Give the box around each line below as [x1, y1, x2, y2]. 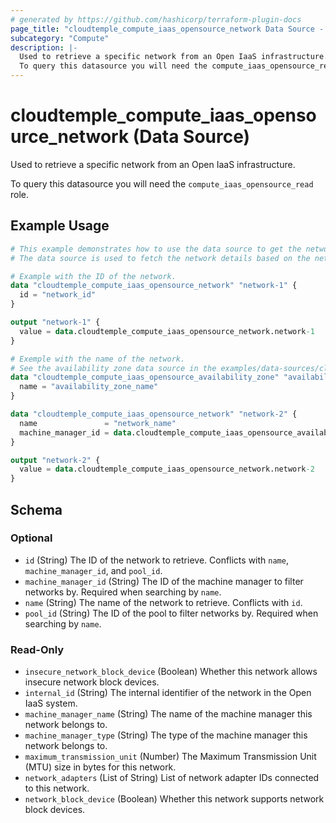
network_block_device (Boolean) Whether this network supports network [24, 793, 325, 805]
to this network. [24, 782, 90, 795]
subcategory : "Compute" [10, 33, 110, 43]
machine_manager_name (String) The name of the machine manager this [24, 708, 313, 720]
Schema [10, 501, 63, 518]
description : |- [10, 42, 78, 53]
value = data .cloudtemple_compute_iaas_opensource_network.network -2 [19, 464, 315, 475]
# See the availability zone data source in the [10, 363, 217, 373]
